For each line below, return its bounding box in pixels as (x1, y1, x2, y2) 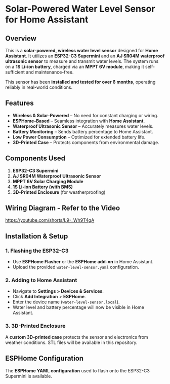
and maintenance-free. (26, 69, 74, 75)
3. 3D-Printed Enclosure (5, 323, 66, 330)
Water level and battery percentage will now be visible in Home (12, 304, 144, 310)
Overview (5, 34, 37, 43)
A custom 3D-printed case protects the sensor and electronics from (5, 334, 148, 340)
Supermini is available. (5, 373, 52, 379)
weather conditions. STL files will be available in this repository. (5, 339, 138, 345)
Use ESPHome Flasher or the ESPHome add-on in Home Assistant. (12, 259, 154, 265)
